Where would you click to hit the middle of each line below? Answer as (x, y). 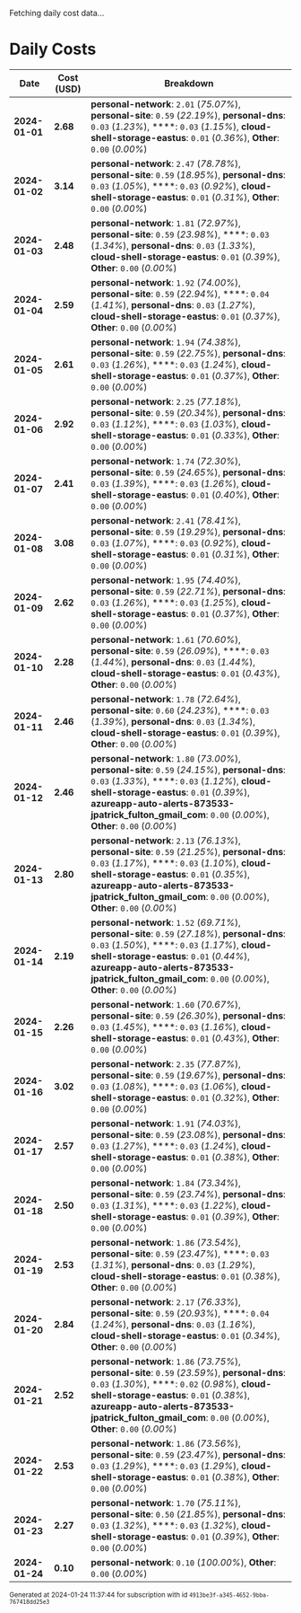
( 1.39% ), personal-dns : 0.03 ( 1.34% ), (173, 721)
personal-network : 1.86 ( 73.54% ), (166, 1242)
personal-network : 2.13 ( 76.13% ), (166, 841)
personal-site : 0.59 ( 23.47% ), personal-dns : (189, 1454)
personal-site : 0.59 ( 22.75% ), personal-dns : (189, 353)
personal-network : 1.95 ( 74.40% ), (166, 580)
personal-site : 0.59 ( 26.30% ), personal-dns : (189, 1016)
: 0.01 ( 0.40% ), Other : (233, 495)
